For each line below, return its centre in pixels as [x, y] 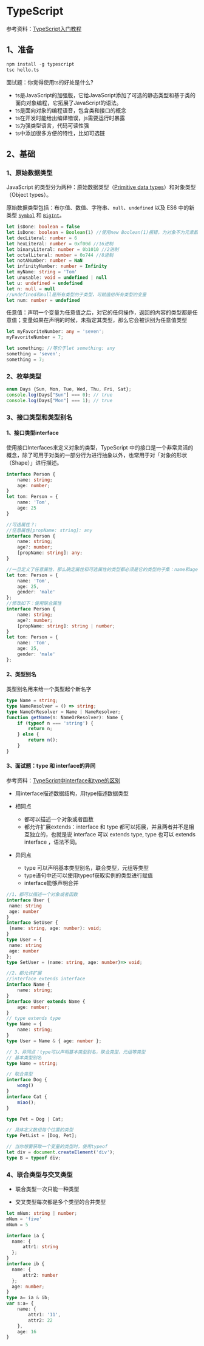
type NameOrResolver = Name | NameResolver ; [63, 712]
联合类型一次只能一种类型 [47, 1189]
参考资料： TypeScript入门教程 [44, 29]
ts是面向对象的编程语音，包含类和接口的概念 [70, 110]
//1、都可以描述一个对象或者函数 [42, 895]
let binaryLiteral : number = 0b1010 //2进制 [63, 249]
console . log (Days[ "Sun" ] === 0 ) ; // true [59, 395]
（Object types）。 [29, 195]
